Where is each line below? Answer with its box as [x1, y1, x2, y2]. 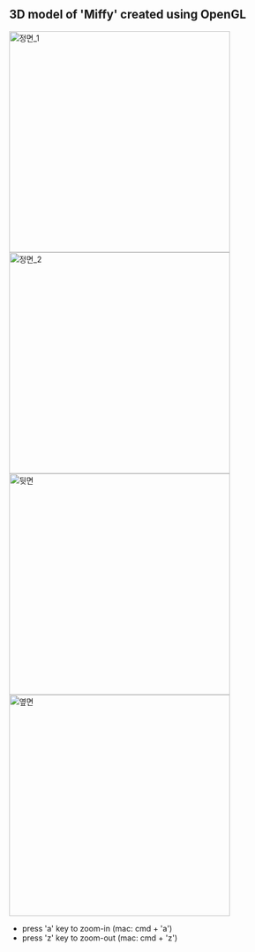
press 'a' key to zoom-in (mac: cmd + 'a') [21, 923, 173, 933]
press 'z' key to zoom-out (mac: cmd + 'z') [21, 933, 178, 943]
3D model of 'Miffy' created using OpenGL [9, 7, 247, 22]
